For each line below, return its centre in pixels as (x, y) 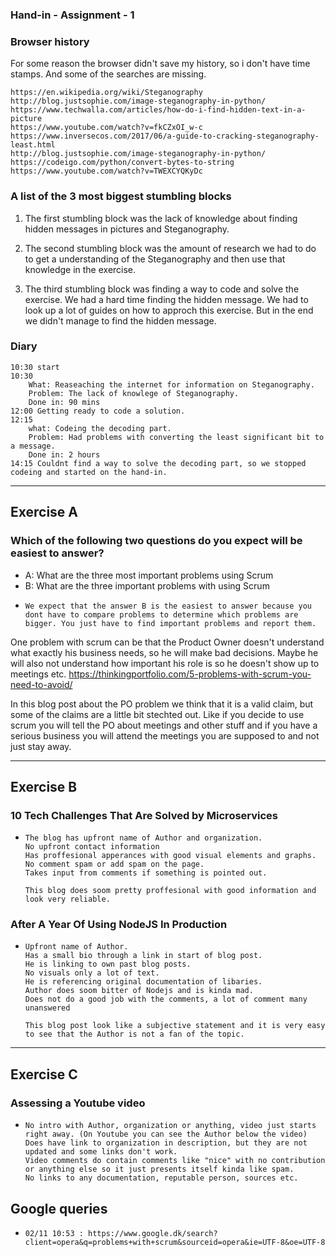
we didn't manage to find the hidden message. (120, 320)
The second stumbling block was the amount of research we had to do (170, 248)
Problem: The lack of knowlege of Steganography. (134, 393)
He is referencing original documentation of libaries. (143, 982)
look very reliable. (67, 899)
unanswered (47, 1008)
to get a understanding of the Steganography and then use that (155, 259)
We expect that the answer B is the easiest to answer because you (168, 606)
